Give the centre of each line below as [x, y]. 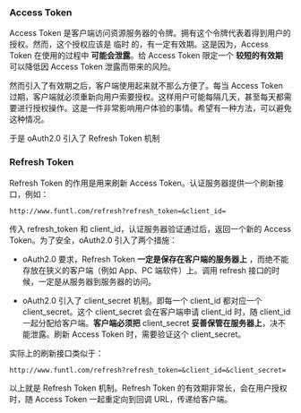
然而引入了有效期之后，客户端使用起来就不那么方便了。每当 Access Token [146, 86]
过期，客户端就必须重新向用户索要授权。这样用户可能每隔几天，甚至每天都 [146, 97]
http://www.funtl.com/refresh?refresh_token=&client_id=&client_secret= [148, 370]
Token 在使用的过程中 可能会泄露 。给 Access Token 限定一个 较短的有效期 [146, 56]
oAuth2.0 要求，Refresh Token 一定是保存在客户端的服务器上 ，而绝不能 [155, 259]
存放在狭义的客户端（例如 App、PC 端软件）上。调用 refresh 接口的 [147, 270]
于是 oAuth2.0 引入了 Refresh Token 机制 [85, 138]
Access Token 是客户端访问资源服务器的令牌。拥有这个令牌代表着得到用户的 [150, 33]
